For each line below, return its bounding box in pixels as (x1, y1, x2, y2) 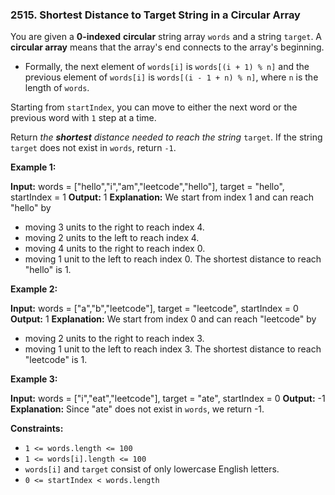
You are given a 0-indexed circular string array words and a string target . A (10, 31, 323, 43)
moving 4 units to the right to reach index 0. (24, 243, 206, 255)
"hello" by (10, 202, 52, 214)
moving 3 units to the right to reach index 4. (24, 221, 205, 233)
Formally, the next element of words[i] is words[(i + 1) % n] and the (24, 61, 310, 73)
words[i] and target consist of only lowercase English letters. (24, 463, 280, 475)
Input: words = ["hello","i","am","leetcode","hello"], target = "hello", (10, 181, 285, 193)
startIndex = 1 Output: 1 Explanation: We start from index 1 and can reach (10, 191, 314, 203)
